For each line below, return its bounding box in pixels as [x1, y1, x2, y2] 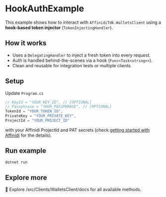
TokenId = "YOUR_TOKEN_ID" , [5, 109, 63, 114]
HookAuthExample [5, 3, 84, 14]
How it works [5, 39, 47, 48]
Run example [5, 147, 46, 155]
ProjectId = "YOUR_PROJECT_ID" [5, 118, 70, 123]
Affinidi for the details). [5, 132, 52, 138]
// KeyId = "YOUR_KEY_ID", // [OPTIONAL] [5, 99, 92, 104]
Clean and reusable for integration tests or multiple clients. [12, 62, 132, 68]
